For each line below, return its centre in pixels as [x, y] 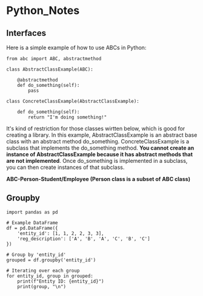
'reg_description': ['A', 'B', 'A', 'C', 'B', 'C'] [84, 239]
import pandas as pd [32, 212]
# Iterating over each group [43, 270]
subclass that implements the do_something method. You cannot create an [100, 148]
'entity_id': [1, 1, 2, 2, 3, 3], [61, 233]
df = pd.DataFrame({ [32, 228]
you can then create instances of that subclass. [65, 167]
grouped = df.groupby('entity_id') [51, 260]
